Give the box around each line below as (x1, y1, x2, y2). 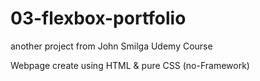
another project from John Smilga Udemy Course (10, 40, 213, 52)
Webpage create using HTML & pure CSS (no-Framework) (10, 59, 250, 71)
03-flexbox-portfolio (10, 7, 187, 30)
